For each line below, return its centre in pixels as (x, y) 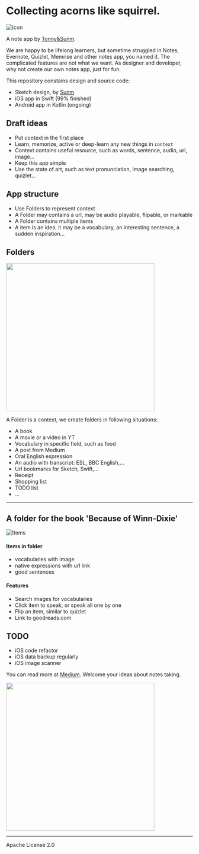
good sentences (34, 572)
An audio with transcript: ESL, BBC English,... (69, 463)
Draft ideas (27, 124)
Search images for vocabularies (54, 599)
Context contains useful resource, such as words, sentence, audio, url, (101, 150)
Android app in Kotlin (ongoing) (53, 104)
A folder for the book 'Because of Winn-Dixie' (92, 518)
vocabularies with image (45, 559)
